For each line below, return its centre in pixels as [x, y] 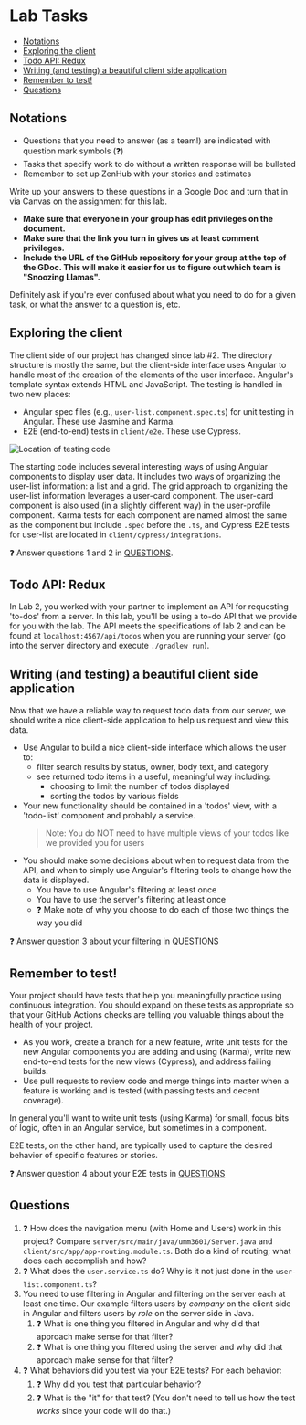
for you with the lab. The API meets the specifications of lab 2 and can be [148, 626]
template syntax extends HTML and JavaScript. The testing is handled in [146, 384]
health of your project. [51, 1024]
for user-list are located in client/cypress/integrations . [116, 534]
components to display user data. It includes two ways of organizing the [145, 476]
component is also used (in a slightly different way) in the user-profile [140, 505]
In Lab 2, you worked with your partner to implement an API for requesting [149, 607]
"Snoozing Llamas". [61, 277]
